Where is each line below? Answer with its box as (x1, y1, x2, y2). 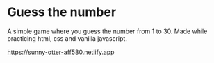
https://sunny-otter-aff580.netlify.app (7, 48, 115, 56)
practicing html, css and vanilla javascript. (7, 34, 127, 42)
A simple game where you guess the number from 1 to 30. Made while (7, 27, 208, 35)
